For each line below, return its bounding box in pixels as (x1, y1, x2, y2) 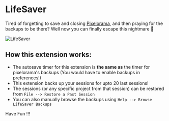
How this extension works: (5, 50, 92, 59)
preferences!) (12, 75, 42, 81)
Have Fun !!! (5, 110, 31, 116)
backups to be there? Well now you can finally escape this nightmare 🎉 (5, 25, 154, 32)
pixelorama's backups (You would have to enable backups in (12, 69, 140, 75)
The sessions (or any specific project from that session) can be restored (12, 85, 164, 92)
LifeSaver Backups (12, 102, 52, 107)
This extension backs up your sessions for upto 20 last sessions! (12, 80, 149, 86)
